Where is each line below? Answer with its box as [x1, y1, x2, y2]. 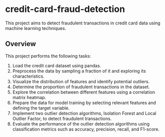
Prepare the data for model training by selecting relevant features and [12, 100, 156, 106]
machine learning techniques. [5, 25, 66, 31]
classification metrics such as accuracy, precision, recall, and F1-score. [12, 126, 160, 132]
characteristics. [12, 73, 45, 79]
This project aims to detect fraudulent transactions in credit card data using [5, 20, 161, 26]
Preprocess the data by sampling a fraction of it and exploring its [12, 68, 146, 74]
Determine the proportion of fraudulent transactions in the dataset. [12, 84, 150, 90]
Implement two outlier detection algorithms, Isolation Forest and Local [12, 110, 156, 116]
